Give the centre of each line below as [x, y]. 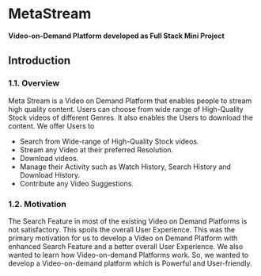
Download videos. [49, 158]
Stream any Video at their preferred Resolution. [96, 149]
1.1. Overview [34, 83]
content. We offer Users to [51, 126]
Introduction [40, 61]
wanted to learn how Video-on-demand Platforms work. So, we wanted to [129, 255]
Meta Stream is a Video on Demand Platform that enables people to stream [130, 101]
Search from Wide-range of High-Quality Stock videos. [109, 141]
